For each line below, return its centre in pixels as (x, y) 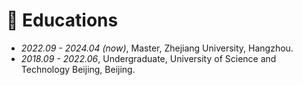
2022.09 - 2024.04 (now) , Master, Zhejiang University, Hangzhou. (157, 48)
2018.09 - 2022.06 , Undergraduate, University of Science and (148, 58)
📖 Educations (62, 20)
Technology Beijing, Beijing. (78, 69)
